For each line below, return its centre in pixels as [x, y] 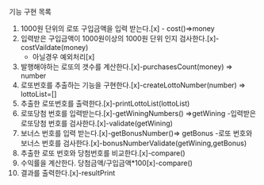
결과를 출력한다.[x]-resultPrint [68, 173]
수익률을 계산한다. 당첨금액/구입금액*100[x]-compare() [107, 163]
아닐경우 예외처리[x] [63, 57]
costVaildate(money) [54, 47]
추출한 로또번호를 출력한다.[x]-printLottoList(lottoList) [105, 103]
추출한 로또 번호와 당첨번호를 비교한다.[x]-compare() [103, 153]
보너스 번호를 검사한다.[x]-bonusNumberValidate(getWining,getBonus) [134, 143]
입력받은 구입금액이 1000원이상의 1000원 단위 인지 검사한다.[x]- [120, 39]
